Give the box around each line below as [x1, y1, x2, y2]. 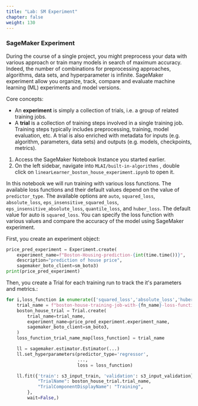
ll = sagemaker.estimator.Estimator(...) [16, 346, 120, 352]
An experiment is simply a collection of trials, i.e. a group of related [14, 107, 179, 114]
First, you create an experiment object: [6, 235, 100, 242]
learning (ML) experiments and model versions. [6, 84, 121, 91]
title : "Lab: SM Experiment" [6, 8, 78, 15]
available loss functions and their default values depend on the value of [6, 186, 180, 193]
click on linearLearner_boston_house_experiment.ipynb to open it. [14, 168, 175, 175]
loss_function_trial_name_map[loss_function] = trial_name [16, 335, 165, 341]
